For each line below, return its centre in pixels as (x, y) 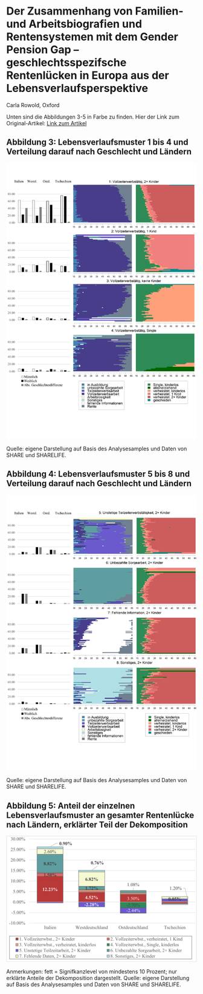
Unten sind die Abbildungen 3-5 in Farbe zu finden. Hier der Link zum (93, 117)
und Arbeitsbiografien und (74, 24)
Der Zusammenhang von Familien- (95, 11)
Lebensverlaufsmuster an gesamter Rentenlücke (100, 815)
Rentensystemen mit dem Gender (92, 37)
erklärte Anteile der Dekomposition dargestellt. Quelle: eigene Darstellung (98, 978)
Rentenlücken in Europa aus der (88, 75)
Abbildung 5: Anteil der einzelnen (71, 805)
